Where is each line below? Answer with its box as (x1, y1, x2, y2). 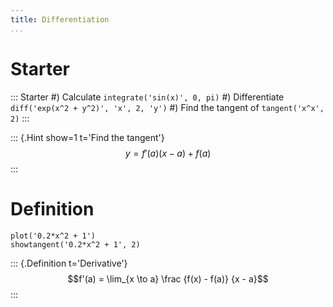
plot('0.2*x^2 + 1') (10, 231, 97, 241)
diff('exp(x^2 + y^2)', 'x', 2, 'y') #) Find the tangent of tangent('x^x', (10, 101, 325, 113)
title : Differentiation (10, 14, 110, 25)
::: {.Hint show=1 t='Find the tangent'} (10, 131, 165, 143)
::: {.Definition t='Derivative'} (10, 257, 128, 269)
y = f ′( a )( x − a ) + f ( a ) (124, 147, 212, 159)
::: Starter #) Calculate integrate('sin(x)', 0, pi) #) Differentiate (10, 91, 285, 103)
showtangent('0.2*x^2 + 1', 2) (10, 239, 141, 250)
